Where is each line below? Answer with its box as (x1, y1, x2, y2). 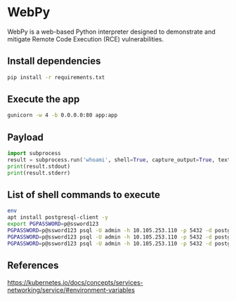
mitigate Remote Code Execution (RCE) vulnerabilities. (7, 34, 164, 43)
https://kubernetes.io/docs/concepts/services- (7, 278, 143, 286)
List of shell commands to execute (7, 189, 160, 201)
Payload (7, 131, 44, 143)
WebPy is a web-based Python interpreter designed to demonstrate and (7, 27, 216, 36)
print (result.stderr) (7, 169, 71, 176)
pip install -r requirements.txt (7, 74, 105, 81)
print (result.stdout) (7, 163, 71, 170)
